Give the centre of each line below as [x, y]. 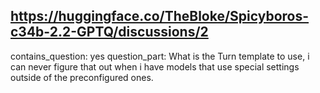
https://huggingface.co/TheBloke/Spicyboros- [160, 16]
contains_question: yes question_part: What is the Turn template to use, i [160, 56]
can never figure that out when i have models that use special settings [155, 66]
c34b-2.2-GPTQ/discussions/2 [109, 32]
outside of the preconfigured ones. [82, 77]
